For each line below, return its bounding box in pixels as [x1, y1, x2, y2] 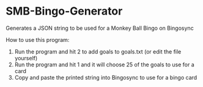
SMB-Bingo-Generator [6, 4, 123, 18]
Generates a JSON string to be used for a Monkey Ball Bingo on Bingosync [6, 24, 194, 32]
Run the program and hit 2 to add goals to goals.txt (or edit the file [14, 47, 182, 55]
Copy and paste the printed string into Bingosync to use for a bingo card [14, 74, 197, 81]
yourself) [14, 54, 38, 61]
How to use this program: [6, 36, 70, 43]
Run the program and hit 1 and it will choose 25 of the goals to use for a [14, 61, 195, 68]
